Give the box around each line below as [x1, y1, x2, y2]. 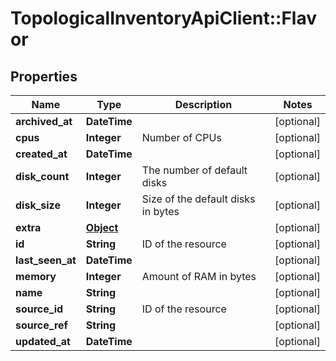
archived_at [15, 115, 73, 128]
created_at [15, 147, 68, 161]
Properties [10, 68, 78, 85]
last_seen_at [15, 253, 77, 267]
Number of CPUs [141, 131, 222, 144]
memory [15, 270, 57, 283]
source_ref [15, 318, 68, 332]
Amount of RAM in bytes [141, 270, 257, 283]
